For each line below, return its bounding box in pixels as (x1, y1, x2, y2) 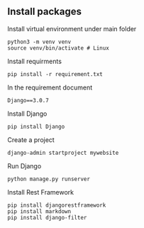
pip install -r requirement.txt (7, 70, 103, 77)
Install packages (7, 6, 82, 18)
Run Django (7, 161, 42, 170)
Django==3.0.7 (7, 97, 50, 104)
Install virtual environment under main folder (7, 24, 137, 33)
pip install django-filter (7, 214, 87, 221)
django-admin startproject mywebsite (7, 149, 119, 156)
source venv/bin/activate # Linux (7, 44, 110, 52)
